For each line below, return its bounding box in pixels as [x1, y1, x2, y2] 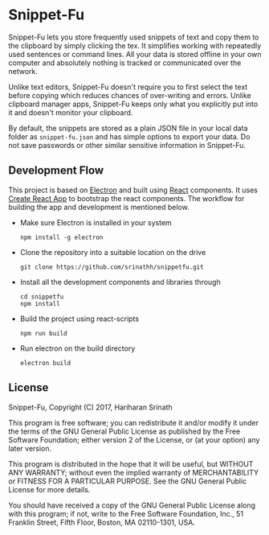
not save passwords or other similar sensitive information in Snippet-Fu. [8, 140, 247, 150]
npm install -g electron [19, 233, 104, 241]
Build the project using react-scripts [19, 314, 139, 323]
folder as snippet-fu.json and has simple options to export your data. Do [8, 131, 251, 142]
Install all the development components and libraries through [19, 277, 221, 286]
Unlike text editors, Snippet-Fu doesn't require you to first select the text [8, 82, 248, 92]
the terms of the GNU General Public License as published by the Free [8, 426, 241, 436]
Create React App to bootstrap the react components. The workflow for [8, 193, 245, 203]
